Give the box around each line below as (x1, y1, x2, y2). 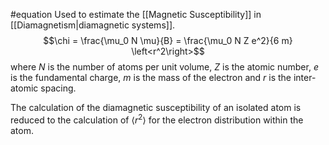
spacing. (40, 82, 77, 94)
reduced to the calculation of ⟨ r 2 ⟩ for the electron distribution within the (10, 112, 304, 126)
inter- (293, 72, 317, 83)
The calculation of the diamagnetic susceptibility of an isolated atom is (10, 102, 302, 113)
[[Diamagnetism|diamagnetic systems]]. (10, 19, 176, 31)
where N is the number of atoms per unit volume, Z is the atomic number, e (10, 61, 319, 73)
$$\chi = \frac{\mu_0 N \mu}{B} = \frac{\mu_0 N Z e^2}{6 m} (43, 35, 293, 46)
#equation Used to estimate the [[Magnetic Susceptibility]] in (10, 9, 262, 20)
